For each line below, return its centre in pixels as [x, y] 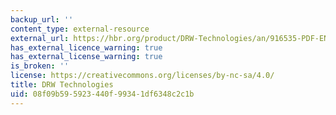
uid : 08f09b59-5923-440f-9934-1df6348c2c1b [102, 94]
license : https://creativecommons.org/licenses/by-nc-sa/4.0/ [142, 76]
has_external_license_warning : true [86, 57]
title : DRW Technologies [62, 85]
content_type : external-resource [80, 29]
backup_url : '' [42, 19]
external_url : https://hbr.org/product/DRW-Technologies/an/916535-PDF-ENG [171, 38]
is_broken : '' [40, 66]
